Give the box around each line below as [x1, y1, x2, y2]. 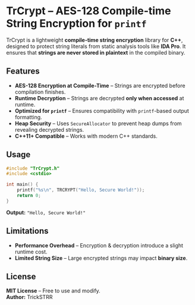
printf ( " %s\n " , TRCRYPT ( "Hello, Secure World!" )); [17, 187, 145, 193]
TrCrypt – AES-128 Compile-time [6, 4, 171, 18]
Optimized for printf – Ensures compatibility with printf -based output [14, 107, 189, 114]
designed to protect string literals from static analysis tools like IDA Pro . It [6, 43, 186, 50]
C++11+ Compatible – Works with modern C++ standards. [14, 132, 158, 139]
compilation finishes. [14, 88, 66, 96]
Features [6, 66, 40, 77]
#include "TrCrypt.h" [6, 165, 60, 171]
